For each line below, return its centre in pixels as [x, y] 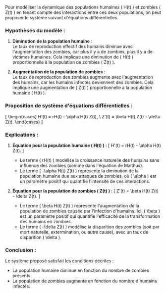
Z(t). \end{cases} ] [24, 122]
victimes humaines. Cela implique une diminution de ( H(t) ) [73, 57]
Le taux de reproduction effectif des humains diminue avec [72, 47]
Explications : [22, 135]
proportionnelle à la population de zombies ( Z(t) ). [64, 62]
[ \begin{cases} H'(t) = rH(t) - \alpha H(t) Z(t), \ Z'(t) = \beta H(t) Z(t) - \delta [83, 116]
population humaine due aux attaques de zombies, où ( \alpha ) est [88, 176]
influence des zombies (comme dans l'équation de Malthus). [82, 165]
